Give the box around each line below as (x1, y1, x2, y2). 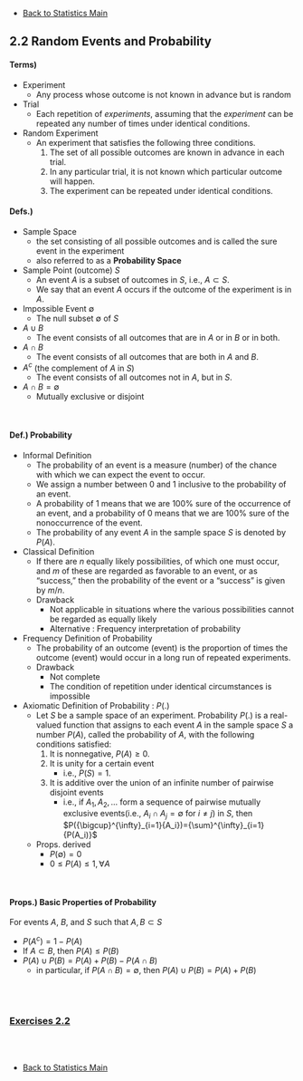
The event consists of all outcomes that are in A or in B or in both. (35, 332, 280, 343)
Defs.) (9, 206, 33, 217)
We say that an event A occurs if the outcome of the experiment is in (35, 284, 292, 294)
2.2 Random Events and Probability (9, 34, 213, 49)
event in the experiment (35, 245, 125, 256)
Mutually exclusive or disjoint (35, 391, 145, 402)
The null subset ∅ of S (35, 313, 119, 323)
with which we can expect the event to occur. (35, 468, 206, 479)
